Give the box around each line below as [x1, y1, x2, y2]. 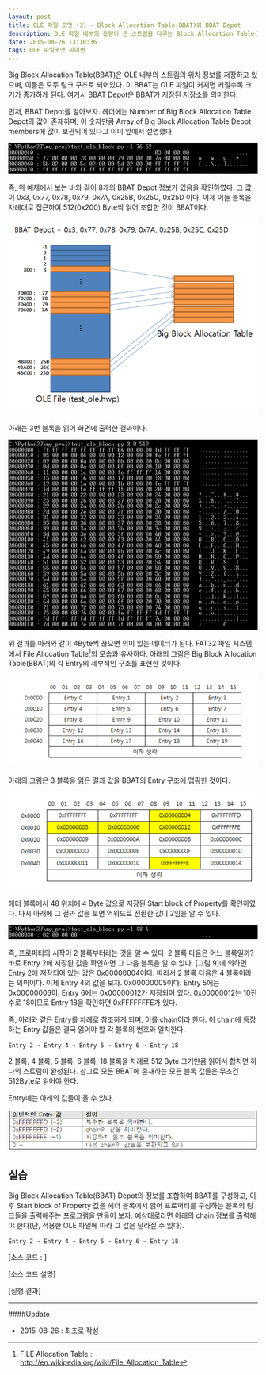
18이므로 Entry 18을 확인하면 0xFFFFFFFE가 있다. [22, 997, 178, 1007]
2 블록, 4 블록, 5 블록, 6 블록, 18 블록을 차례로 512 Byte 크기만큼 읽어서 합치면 [8, 1056, 249, 1065]
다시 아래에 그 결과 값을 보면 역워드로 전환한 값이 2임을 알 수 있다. [18, 908, 221, 918]
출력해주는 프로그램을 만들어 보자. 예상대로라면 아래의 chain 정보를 [28, 1211, 235, 1220]
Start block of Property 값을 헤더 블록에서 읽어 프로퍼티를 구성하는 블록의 [16, 1201, 245, 1211]
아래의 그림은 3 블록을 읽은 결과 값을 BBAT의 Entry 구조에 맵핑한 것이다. [8, 775, 231, 785]
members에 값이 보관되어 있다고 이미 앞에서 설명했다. [8, 127, 174, 137]
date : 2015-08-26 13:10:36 [8, 38, 97, 46]
